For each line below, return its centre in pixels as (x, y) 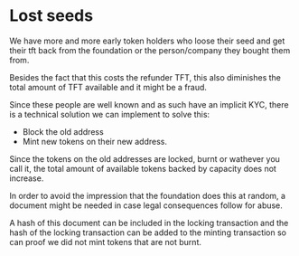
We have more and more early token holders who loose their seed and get (147, 41)
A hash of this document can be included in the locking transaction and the (149, 223)
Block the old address (63, 131)
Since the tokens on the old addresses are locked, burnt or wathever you (145, 158)
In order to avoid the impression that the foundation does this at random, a (148, 195)
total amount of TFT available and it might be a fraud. (108, 87)
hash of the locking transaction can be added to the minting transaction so (148, 232)
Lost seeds (51, 16)
